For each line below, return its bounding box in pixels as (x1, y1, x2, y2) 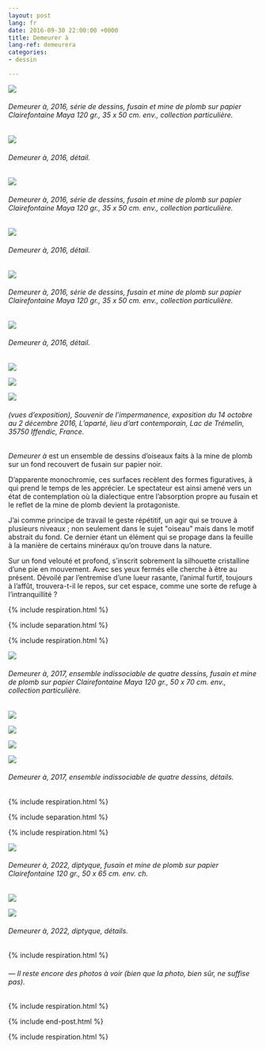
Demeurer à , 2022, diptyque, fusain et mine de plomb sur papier (8, 861, 219, 870)
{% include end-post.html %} (8, 1017, 104, 1026)
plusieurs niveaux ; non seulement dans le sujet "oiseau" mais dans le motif (8, 524, 255, 534)
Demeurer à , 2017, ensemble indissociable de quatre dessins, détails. (8, 773, 234, 782)
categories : (8, 48, 47, 56)
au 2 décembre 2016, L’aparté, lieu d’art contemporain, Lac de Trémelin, (8, 418, 245, 428)
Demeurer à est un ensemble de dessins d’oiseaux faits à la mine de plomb (8, 451, 253, 461)
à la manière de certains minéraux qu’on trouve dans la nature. (8, 541, 212, 550)
